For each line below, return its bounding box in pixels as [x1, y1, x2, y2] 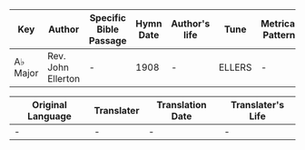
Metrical [260, 17, 298, 30]
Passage [89, 35, 127, 46]
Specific [89, 12, 127, 24]
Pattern [262, 29, 296, 41]
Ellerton [46, 73, 81, 85]
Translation [156, 99, 207, 111]
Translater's [230, 99, 284, 111]
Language [26, 110, 73, 122]
